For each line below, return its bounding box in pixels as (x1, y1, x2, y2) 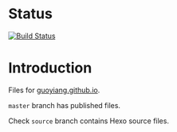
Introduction (8, 59, 92, 77)
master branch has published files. (8, 100, 121, 110)
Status (8, 5, 53, 23)
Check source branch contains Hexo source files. (8, 116, 170, 126)
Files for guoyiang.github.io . (8, 85, 100, 95)
